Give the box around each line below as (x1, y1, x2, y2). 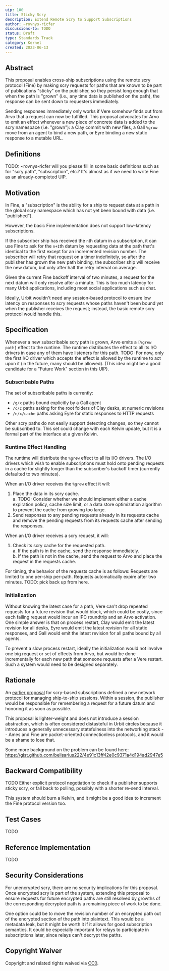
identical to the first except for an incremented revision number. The (5, 249, 147, 255)
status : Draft (5, 31, 35, 36)
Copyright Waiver (5, 947, 62, 955)
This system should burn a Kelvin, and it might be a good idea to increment (5, 795, 161, 801)
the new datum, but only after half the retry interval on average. (5, 265, 137, 271)
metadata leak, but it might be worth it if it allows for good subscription (5, 921, 152, 927)
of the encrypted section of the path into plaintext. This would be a (5, 915, 144, 922)
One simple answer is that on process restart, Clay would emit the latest (5, 619, 155, 625)
